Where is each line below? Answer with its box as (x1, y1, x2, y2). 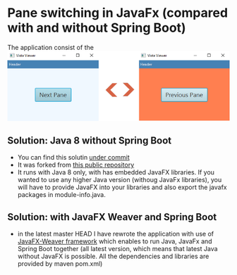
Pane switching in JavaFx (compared (7, 5, 228, 21)
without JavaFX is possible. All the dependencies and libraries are (17, 252, 209, 261)
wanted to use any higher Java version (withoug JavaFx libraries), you (17, 176, 222, 184)
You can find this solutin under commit (17, 153, 130, 162)
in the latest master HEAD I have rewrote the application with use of (17, 230, 214, 238)
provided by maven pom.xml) (17, 260, 103, 268)
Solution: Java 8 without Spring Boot (7, 134, 171, 146)
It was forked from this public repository (17, 160, 135, 170)
